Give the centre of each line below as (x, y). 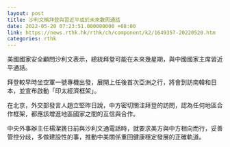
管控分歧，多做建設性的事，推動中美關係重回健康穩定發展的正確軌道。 (106, 137)
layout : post (26, 13)
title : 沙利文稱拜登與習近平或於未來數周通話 (64, 20)
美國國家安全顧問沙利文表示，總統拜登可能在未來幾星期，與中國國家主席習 (112, 59)
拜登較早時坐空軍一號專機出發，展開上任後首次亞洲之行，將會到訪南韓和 (109, 82)
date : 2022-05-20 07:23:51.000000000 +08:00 (72, 26)
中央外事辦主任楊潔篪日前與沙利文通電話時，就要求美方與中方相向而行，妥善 (115, 129)
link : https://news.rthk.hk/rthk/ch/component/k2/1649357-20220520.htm (111, 32)
